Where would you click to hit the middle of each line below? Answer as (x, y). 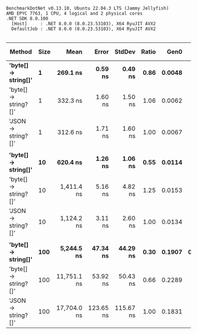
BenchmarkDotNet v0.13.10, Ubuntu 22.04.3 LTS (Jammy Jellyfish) (87, 8)
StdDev (125, 52)
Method (21, 52)
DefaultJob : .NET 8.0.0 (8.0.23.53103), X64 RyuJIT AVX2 (84, 29)
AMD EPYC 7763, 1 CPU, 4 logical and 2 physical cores (74, 14)
